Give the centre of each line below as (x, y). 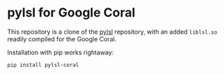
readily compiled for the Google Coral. (62, 39)
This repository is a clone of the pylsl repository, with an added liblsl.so (112, 32)
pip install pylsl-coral (43, 65)
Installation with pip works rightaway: (61, 52)
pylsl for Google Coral (71, 13)
